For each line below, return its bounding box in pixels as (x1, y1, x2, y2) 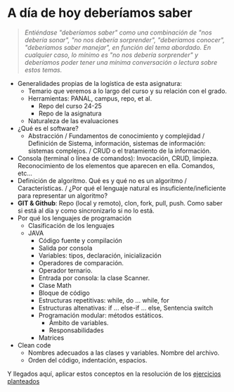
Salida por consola (38, 244, 93, 252)
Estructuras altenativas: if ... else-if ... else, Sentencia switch (38, 303, 213, 312)
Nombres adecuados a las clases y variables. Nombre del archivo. (27, 348, 220, 357)
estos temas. (24, 65, 63, 74)
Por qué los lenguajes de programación (17, 213, 132, 222)
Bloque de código (38, 289, 90, 297)
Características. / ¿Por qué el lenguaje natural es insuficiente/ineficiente (17, 184, 226, 192)
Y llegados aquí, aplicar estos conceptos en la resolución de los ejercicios (7, 369, 221, 378)
